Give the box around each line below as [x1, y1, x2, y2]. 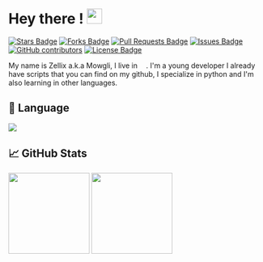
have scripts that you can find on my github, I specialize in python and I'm [8, 69, 255, 78]
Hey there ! [8, 10, 84, 28]
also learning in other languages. [8, 78, 118, 87]
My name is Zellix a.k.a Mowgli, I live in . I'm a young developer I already [8, 61, 256, 70]
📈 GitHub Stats [8, 146, 87, 161]
